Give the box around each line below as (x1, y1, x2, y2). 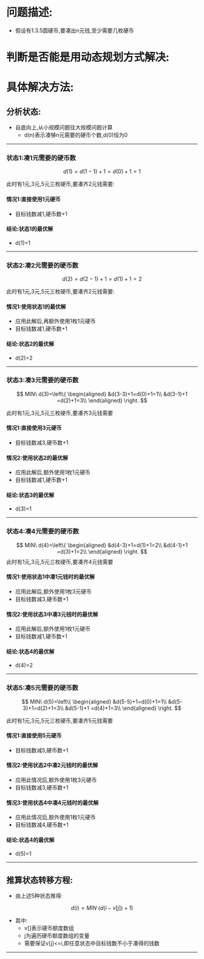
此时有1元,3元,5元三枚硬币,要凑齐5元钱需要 (6, 717, 114, 724)
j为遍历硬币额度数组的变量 (24, 932, 90, 940)
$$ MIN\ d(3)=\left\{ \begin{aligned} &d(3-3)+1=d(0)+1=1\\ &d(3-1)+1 (16, 390, 188, 397)
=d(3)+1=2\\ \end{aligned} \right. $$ (56, 548, 148, 555)
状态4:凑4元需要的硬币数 (6, 527, 80, 535)
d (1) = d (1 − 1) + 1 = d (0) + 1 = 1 (63, 168, 141, 175)
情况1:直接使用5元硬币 (6, 732, 62, 739)
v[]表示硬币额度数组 (24, 924, 74, 932)
